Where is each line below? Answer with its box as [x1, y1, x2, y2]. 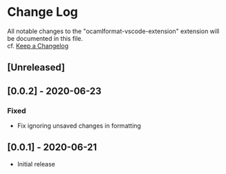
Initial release [17, 159, 55, 168]
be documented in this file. [7, 34, 84, 42]
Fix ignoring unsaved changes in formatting [17, 122, 142, 130]
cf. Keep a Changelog [7, 41, 69, 50]
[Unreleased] [7, 61, 66, 73]
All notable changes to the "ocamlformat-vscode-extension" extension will [7, 27, 220, 35]
